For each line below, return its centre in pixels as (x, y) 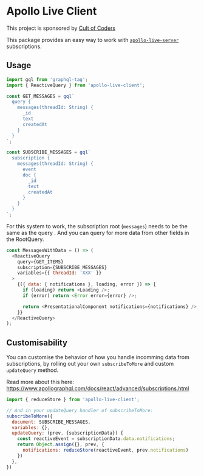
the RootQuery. (25, 239)
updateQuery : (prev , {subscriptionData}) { (67, 433)
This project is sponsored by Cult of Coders (61, 28)
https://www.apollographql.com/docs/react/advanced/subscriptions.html (98, 388)
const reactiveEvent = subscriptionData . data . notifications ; (96, 439)
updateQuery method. (32, 370)
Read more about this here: (40, 382)
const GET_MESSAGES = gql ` (40, 96)
